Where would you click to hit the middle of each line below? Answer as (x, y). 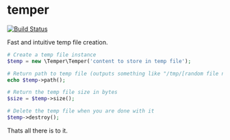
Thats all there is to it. (38, 130)
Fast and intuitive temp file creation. (57, 42)
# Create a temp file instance (52, 55)
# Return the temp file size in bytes (62, 92)
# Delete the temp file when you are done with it (81, 111)
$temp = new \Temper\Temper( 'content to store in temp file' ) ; (99, 61)
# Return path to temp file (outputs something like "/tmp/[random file (113, 73)
